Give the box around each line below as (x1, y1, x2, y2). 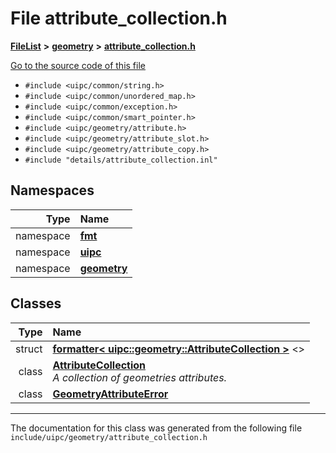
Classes (10, 295, 62, 312)
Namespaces (10, 182, 95, 199)
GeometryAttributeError (52, 387, 169, 401)
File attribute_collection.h (10, 7, 228, 30)
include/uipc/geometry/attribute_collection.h (10, 432, 208, 442)
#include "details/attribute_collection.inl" (24, 155, 218, 165)
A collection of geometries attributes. (52, 370, 227, 384)
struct (15, 342, 43, 356)
